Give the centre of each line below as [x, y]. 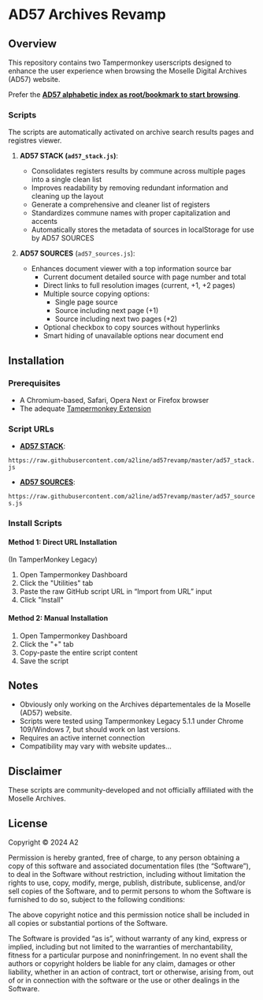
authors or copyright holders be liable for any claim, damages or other [122, 964]
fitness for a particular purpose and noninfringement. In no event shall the [128, 955]
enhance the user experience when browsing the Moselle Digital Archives [128, 71]
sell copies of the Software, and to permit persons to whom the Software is [130, 891]
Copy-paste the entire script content [78, 652]
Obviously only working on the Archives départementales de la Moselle [135, 704]
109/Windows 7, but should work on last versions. [100, 729]
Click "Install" [42, 600]
